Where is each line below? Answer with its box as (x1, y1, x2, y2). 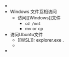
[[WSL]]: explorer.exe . (17, 37, 64, 43)
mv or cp (24, 26, 43, 31)
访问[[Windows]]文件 (17, 15, 61, 20)
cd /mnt (24, 21, 41, 26)
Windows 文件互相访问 (9, 8, 57, 14)
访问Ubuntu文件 (9, 32, 43, 37)
